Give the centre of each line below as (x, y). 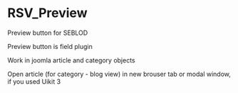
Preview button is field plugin (50, 46)
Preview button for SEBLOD (48, 33)
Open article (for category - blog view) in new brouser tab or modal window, (119, 74)
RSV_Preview (47, 13)
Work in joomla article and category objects (71, 60)
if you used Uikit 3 (34, 81)
